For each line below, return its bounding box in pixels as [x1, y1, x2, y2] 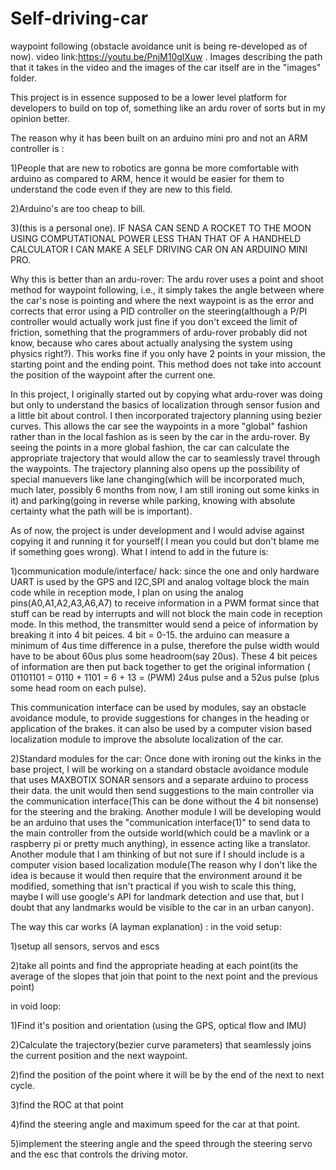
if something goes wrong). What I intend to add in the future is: [10, 545, 269, 557]
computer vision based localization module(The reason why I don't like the [10, 858, 318, 871]
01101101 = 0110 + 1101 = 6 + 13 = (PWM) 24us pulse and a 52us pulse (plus [10, 671, 320, 683]
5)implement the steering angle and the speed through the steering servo [10, 1137, 313, 1149]
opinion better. [10, 112, 70, 124]
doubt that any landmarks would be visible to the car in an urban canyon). [10, 901, 315, 913]
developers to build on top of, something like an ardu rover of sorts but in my [10, 102, 326, 114]
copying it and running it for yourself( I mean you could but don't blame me [10, 535, 320, 547]
